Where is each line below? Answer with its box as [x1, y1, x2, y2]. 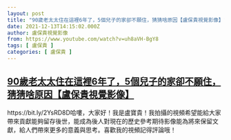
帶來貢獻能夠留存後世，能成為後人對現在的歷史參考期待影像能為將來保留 [7, 117, 212, 125]
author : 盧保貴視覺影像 [7, 29, 68, 37]
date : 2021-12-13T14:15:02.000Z [7, 23, 100, 30]
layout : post [7, 10, 45, 17]
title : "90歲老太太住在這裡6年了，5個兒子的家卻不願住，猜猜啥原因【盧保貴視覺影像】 [7, 17, 224, 23]
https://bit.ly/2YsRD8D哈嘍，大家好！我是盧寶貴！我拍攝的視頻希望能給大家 [7, 108, 222, 117]
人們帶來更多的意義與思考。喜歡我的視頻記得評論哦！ [25, 126, 177, 134]
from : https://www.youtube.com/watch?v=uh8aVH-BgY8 [7, 36, 159, 43]
